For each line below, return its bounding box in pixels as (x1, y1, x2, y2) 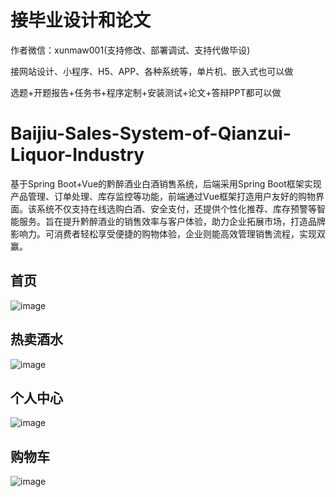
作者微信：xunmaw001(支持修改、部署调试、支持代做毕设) (10, 44, 251, 56)
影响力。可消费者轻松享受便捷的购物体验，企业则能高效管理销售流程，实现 (10, 227, 317, 240)
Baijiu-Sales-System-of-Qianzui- (10, 122, 292, 145)
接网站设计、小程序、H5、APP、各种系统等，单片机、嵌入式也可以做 (10, 65, 294, 77)
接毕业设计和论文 (10, 9, 152, 32)
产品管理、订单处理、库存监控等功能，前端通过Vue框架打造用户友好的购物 (10, 190, 317, 202)
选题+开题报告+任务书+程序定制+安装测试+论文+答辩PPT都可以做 (10, 86, 282, 98)
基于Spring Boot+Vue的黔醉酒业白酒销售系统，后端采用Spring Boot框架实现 (10, 177, 322, 190)
